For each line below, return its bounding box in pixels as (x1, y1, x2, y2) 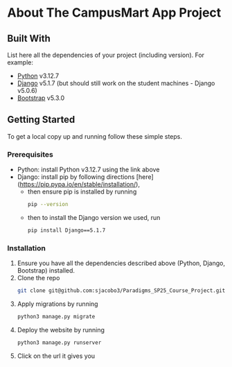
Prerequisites (7, 149, 53, 159)
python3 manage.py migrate (17, 314, 96, 321)
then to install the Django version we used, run (27, 213, 161, 221)
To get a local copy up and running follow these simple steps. (7, 132, 182, 140)
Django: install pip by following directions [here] (17, 173, 154, 181)
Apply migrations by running (17, 300, 98, 308)
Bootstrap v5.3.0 (17, 94, 65, 102)
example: (7, 58, 33, 67)
